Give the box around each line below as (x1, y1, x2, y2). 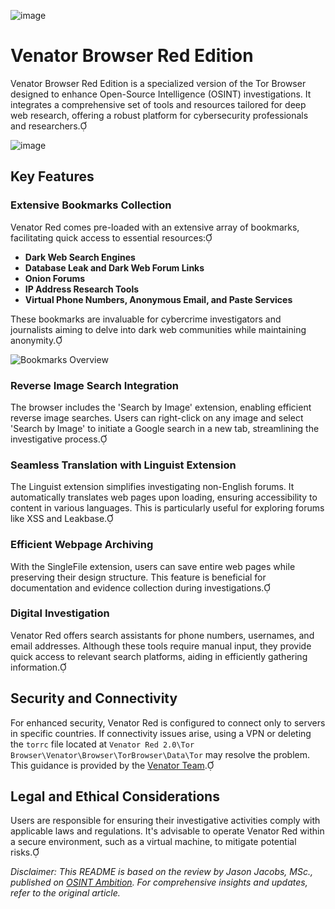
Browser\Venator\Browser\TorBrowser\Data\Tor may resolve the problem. (10, 748, 311, 760)
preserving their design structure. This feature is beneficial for (10, 571, 267, 583)
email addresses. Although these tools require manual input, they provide (10, 640, 312, 652)
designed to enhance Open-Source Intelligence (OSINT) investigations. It (10, 88, 312, 100)
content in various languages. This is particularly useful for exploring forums (10, 502, 325, 514)
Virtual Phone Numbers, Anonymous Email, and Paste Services (24, 293, 293, 305)
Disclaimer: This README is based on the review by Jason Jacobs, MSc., (10, 866, 313, 878)
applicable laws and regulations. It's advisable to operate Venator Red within (10, 825, 325, 837)
